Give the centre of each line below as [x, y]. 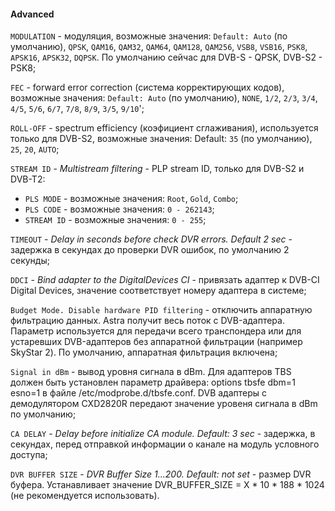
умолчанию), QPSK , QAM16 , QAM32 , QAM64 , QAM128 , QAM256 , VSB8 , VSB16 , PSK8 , [159, 47]
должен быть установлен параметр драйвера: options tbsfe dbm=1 [153, 382]
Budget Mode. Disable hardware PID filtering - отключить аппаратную [161, 310]
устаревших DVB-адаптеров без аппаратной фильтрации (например [156, 342]
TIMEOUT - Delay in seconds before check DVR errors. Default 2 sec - [151, 239]
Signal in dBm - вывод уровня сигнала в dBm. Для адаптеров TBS [151, 372]
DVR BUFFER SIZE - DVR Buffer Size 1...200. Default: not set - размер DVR [161, 474]
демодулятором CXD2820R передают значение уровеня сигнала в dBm [164, 404]
